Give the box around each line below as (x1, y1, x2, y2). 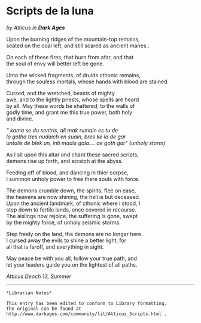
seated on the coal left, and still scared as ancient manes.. (6, 42, 150, 49)
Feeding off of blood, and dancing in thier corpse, (6, 169, 129, 176)
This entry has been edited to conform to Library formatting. (6, 300, 167, 306)
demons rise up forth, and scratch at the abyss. (6, 157, 123, 164)
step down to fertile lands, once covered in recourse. (6, 206, 136, 213)
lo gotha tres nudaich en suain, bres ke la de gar (6, 133, 126, 140)
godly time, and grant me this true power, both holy (6, 108, 133, 116)
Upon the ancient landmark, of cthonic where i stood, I (6, 200, 141, 207)
